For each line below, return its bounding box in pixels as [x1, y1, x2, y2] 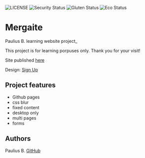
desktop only [12, 110, 39, 116]
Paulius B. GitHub [5, 148, 41, 154]
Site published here [5, 57, 45, 63]
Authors [5, 134, 31, 143]
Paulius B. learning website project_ [5, 38, 77, 44]
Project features [5, 81, 56, 90]
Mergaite [5, 22, 43, 33]
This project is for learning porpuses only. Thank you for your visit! [5, 47, 141, 54]
